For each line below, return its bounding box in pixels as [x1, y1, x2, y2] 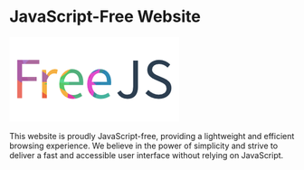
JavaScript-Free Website [9, 6, 201, 27]
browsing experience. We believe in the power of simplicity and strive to [9, 140, 279, 151]
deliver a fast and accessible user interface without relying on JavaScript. [9, 149, 284, 160]
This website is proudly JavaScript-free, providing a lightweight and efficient [9, 130, 295, 141]
